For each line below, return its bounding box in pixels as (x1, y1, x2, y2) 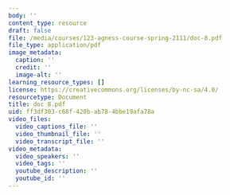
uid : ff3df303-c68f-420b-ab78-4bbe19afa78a (8, 108, 155, 116)
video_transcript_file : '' (15, 137, 105, 146)
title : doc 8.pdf (8, 100, 66, 108)
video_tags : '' (15, 160, 66, 168)
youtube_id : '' (15, 174, 66, 183)
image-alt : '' (15, 71, 62, 79)
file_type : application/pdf (8, 41, 102, 49)
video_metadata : (8, 145, 62, 153)
